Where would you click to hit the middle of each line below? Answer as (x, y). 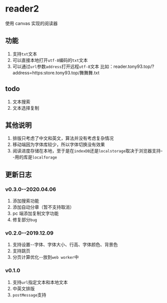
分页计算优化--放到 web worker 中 (46, 257)
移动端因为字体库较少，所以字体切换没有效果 (59, 144)
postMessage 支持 (29, 294)
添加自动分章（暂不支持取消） (43, 207)
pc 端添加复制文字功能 (36, 213)
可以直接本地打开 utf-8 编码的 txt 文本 (50, 60)
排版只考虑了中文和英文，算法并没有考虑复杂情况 (63, 138)
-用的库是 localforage (35, 157)
